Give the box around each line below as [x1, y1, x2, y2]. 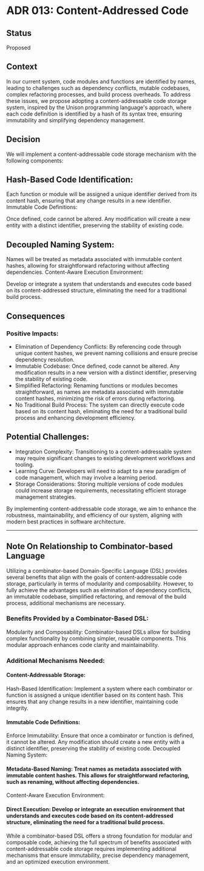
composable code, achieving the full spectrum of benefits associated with [6, 838, 192, 846]
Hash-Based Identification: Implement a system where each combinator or [6, 685, 192, 692]
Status [6, 28, 32, 38]
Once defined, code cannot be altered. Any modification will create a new [6, 215, 191, 223]
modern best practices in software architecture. [6, 518, 126, 525]
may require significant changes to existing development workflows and [15, 454, 195, 461]
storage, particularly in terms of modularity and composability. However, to [6, 579, 194, 587]
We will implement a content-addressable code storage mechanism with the [6, 150, 197, 158]
